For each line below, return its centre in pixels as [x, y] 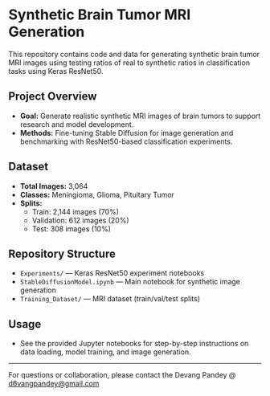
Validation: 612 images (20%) [80, 220]
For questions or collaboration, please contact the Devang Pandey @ [122, 375]
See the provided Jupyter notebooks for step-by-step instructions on [134, 344]
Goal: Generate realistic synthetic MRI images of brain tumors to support [140, 116]
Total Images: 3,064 [54, 186]
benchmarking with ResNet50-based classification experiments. [126, 141]
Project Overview [53, 97]
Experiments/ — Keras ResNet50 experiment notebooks [112, 273]
